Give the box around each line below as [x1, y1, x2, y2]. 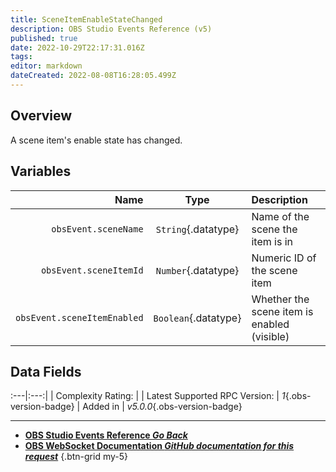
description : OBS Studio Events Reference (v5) [10, 24, 213, 34]
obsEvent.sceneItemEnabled [15, 312, 144, 323]
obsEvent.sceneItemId [40, 264, 144, 276]
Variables [10, 163, 72, 180]
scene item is [251, 304, 314, 318]
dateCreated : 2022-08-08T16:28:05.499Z [10, 71, 177, 81]
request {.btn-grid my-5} [24, 451, 128, 463]
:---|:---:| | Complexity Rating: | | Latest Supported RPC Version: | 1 [10, 390, 286, 402]
